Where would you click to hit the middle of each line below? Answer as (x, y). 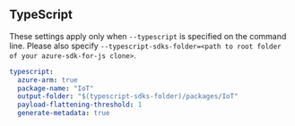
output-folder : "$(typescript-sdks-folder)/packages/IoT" (128, 97)
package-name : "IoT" (56, 88)
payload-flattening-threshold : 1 (80, 105)
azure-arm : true (48, 80)
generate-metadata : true (64, 113)
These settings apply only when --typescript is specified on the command (148, 36)
